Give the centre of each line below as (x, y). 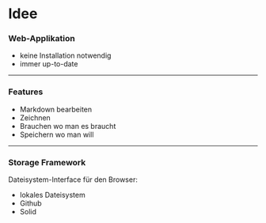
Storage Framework (47, 162)
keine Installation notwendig (65, 55)
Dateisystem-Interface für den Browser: (73, 180)
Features (26, 92)
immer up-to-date (49, 64)
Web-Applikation (42, 39)
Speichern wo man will (57, 134)
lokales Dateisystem (52, 195)
